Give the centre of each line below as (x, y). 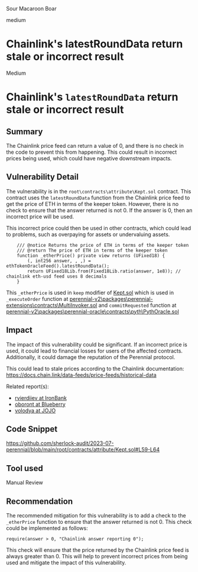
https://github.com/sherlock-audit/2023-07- (60, 443)
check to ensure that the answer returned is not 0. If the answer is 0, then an (99, 210)
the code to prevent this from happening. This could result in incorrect (92, 152)
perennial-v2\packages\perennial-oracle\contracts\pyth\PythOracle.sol (92, 312)
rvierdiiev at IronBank (40, 398)
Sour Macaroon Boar (32, 9)
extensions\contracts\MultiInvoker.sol (52, 305)
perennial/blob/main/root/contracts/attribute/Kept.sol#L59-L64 (83, 450)
